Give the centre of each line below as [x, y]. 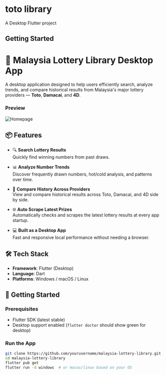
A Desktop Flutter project [31, 23]
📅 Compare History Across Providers [51, 189]
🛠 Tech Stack [27, 254]
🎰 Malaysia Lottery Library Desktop [79, 60]
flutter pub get [22, 363]
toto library [29, 9]
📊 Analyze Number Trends [41, 167]
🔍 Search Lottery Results [39, 150]
